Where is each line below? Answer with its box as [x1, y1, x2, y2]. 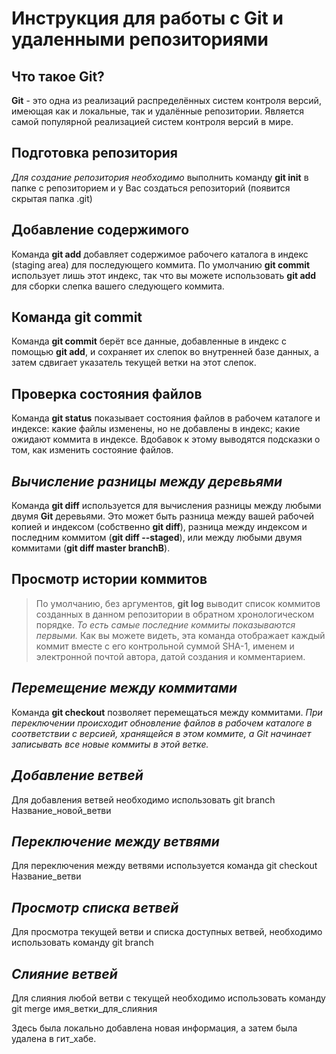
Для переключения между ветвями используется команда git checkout [11, 860, 318, 872]
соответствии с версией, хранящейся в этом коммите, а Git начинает [11, 727, 312, 739]
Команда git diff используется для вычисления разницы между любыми [11, 500, 322, 512]
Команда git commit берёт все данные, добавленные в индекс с [11, 335, 287, 347]
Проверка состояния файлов [11, 385, 203, 402]
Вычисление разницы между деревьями [11, 473, 283, 490]
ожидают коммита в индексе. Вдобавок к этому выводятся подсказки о [11, 433, 321, 446]
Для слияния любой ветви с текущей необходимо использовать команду [11, 992, 326, 1004]
